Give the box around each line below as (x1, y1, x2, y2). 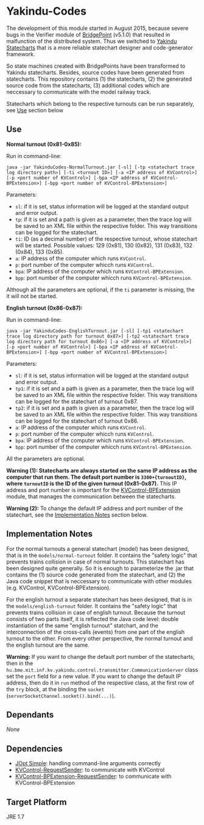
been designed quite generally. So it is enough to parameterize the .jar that (6, 564, 194, 572)
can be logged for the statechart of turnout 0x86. (15, 417, 139, 424)
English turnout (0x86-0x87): (6, 304, 83, 311)
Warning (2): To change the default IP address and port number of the (6, 504, 183, 512)
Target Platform (6, 797, 67, 807)
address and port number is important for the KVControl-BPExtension (6, 486, 181, 493)
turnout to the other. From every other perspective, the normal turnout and (6, 634, 193, 642)
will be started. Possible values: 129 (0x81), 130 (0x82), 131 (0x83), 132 (15, 241, 193, 249)
